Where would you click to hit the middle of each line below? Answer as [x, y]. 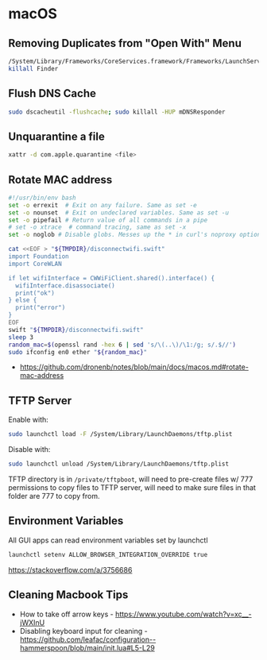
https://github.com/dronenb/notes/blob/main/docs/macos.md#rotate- [134, 367]
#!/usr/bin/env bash [43, 198]
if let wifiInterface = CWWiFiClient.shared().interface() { [112, 278]
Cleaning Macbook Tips [68, 595]
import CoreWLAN [35, 264]
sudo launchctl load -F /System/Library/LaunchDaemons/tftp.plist [120, 434]
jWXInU [32, 622]
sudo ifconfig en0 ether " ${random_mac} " [78, 352]
